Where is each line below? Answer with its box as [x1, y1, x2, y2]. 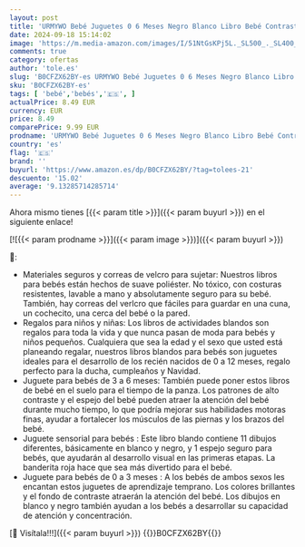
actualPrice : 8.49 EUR [9, 97, 95, 107]
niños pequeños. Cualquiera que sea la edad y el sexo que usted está [22, 337, 283, 347]
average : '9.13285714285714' [9, 182, 120, 191]
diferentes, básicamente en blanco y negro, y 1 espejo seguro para [22, 443, 272, 454]
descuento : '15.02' [9, 173, 84, 182]
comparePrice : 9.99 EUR [9, 123, 100, 132]
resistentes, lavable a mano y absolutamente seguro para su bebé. [22, 288, 272, 299]
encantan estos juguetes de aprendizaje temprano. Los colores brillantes [22, 482, 296, 493]
